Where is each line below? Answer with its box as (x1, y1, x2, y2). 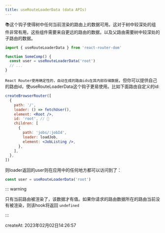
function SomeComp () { (5, 54, 52, 59)
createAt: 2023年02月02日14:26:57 (5, 223, 76, 228)
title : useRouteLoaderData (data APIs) (5, 7, 87, 12)
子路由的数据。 (5, 35, 35, 41)
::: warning (5, 186, 27, 192)
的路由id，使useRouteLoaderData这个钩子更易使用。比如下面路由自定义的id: (5, 83, 160, 89)
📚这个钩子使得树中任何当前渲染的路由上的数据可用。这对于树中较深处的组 (5, 21, 156, 27)
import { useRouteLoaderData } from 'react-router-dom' (5, 45, 122, 50)
